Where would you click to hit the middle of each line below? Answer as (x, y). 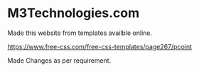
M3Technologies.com (74, 13)
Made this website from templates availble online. (80, 33)
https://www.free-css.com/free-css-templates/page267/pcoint (100, 46)
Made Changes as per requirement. (59, 60)
